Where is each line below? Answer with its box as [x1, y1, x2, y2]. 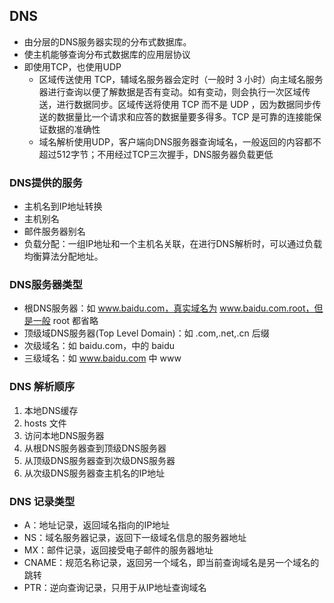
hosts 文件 [23, 417, 67, 429]
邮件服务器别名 [23, 225, 86, 238]
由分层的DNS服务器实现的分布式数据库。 [23, 35, 192, 48]
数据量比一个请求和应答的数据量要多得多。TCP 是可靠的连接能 [56, 110, 314, 123]
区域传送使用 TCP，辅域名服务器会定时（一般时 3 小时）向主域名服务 [38, 73, 324, 85]
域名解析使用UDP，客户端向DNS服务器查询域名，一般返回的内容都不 [38, 135, 322, 148]
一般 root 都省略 [32, 315, 99, 327]
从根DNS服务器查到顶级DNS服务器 [23, 442, 167, 454]
